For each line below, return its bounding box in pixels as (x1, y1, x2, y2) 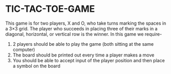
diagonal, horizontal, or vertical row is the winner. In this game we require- (5, 31, 162, 37)
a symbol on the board (12, 63, 60, 69)
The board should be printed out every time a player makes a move (12, 52, 155, 58)
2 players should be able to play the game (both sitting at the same (12, 41, 154, 47)
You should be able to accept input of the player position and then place (12, 57, 165, 63)
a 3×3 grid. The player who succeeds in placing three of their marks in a (5, 25, 158, 31)
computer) (12, 46, 35, 52)
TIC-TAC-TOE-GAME (5, 3, 95, 15)
